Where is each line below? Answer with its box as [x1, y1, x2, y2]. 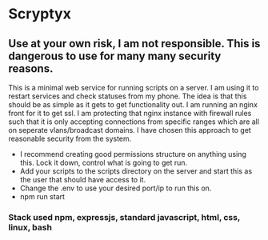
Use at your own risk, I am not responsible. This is [8, 37, 261, 50]
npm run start [19, 192, 66, 201]
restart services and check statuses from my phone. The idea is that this [8, 91, 247, 101]
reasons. [8, 62, 54, 75]
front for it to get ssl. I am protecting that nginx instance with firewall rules [8, 109, 252, 118]
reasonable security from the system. [8, 134, 132, 143]
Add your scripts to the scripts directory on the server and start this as [19, 166, 253, 176]
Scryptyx [8, 5, 72, 23]
